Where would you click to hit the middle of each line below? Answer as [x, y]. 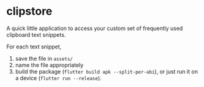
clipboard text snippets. [36, 34]
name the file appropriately [49, 65]
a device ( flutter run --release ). [59, 78]
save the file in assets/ [44, 58]
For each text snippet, [34, 47]
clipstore [29, 11]
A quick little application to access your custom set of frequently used [95, 28]
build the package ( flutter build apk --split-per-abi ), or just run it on [106, 71]
